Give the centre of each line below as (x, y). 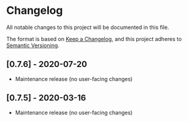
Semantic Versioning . (33, 45)
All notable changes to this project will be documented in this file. (88, 27)
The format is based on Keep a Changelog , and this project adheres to (94, 39)
